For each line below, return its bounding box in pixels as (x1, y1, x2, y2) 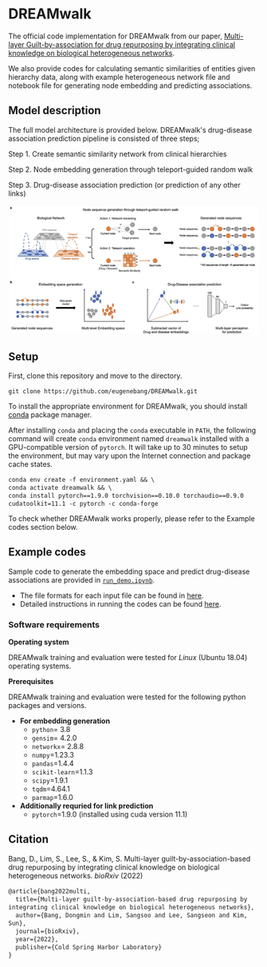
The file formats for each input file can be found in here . (19, 591, 205, 600)
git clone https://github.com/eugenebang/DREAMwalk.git (8, 387, 198, 396)
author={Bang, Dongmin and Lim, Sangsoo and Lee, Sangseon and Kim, (15, 911, 248, 919)
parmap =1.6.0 (31, 793, 73, 802)
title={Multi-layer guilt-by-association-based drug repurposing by (15, 895, 248, 903)
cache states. (8, 459, 53, 468)
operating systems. (8, 661, 72, 671)
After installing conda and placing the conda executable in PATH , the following (8, 425, 257, 435)
